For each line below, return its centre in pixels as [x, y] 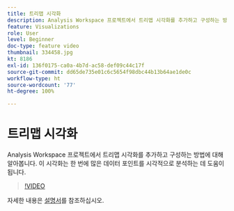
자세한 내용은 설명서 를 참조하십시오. [56, 201]
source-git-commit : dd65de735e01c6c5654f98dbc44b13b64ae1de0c [99, 72]
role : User [23, 33]
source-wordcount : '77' [42, 85]
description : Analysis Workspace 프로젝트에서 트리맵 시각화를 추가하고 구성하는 [114, 20]
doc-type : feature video [43, 46]
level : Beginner [31, 40]
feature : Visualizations [43, 26]
